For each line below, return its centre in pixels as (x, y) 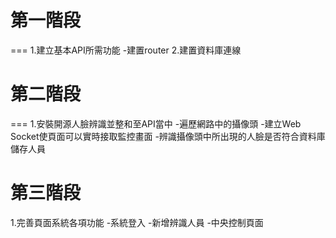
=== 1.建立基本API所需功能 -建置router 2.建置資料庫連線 (126, 50)
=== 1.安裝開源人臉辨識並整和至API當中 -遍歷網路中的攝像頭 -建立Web (156, 123)
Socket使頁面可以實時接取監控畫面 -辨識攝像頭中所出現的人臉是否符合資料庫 (168, 136)
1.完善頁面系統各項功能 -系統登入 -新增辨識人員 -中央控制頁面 (137, 222)
